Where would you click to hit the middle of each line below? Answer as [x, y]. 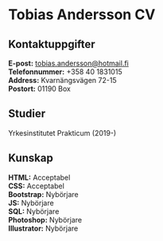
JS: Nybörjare [31, 203]
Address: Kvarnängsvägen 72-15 [62, 80]
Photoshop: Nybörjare [45, 219]
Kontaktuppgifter [52, 44]
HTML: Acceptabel [39, 177]
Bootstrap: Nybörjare [43, 194]
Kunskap [31, 158]
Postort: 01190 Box [40, 89]
